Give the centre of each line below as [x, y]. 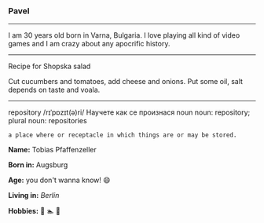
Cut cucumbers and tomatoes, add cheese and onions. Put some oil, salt [126, 82]
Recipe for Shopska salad [49, 66]
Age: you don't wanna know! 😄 [59, 180]
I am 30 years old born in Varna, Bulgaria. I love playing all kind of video [124, 35]
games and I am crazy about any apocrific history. [89, 44]
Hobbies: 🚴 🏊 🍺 [34, 211]
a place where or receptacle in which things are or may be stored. [123, 135]
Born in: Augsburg [38, 165]
